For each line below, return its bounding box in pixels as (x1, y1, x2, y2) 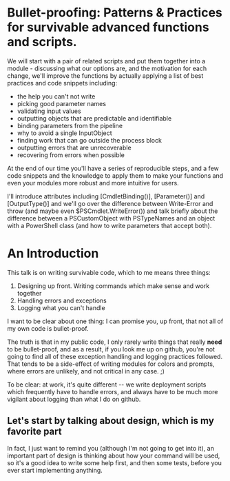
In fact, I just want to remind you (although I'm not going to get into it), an (7, 444, 215, 452)
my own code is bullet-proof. (7, 324, 89, 332)
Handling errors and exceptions (17, 296, 107, 305)
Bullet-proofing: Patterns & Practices (7, 5, 222, 21)
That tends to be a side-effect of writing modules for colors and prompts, (7, 360, 215, 368)
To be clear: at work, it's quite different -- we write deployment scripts (7, 380, 207, 389)
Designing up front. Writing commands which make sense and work (17, 281, 210, 290)
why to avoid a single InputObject (17, 129, 112, 137)
